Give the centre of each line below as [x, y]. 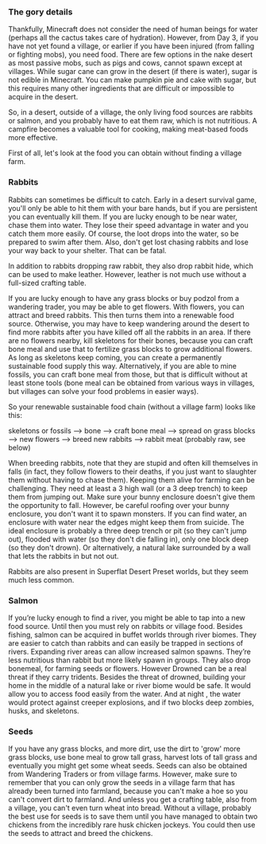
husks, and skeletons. [44, 710]
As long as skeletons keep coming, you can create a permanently [115, 358]
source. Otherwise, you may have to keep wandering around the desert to [129, 323]
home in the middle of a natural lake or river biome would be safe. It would [130, 685]
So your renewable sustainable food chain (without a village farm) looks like [132, 406]
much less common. [41, 580]
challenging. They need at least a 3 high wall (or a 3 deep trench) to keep [128, 488]
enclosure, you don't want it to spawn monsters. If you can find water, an [128, 514]
